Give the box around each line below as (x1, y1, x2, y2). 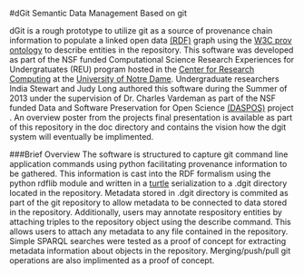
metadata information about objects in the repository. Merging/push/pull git (9, 245, 291, 256)
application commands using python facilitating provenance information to (9, 159, 288, 169)
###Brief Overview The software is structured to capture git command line (9, 149, 289, 160)
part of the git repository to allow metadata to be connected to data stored (9, 197, 288, 208)
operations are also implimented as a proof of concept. (9, 255, 215, 266)
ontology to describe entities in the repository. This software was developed (9, 44, 294, 55)
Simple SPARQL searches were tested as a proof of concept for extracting (9, 236, 287, 246)
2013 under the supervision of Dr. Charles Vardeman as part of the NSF (9, 93, 277, 103)
